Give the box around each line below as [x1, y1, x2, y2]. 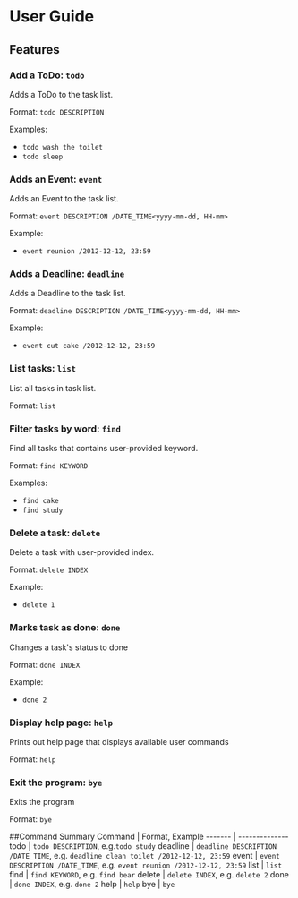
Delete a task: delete [9, 526, 101, 539]
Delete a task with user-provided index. [9, 547, 155, 558]
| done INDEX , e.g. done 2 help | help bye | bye [9, 879, 175, 890]
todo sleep [21, 152, 64, 161]
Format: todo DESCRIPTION [9, 106, 105, 117]
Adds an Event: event [9, 173, 103, 185]
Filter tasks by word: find [9, 423, 121, 435]
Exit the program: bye [9, 776, 103, 789]
